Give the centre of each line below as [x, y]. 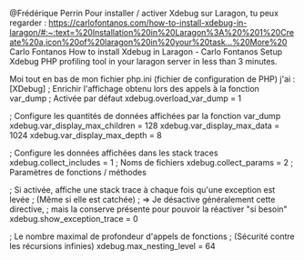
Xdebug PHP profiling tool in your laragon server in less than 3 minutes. [143, 61]
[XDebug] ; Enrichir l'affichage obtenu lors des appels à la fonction [134, 89]
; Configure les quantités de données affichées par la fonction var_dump [145, 116]
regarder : [28, 23]
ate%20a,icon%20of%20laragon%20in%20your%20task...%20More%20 [148, 42]
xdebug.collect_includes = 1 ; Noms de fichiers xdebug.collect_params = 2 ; [152, 162]
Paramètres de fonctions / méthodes [78, 172]
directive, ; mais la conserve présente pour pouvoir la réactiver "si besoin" [149, 209]
